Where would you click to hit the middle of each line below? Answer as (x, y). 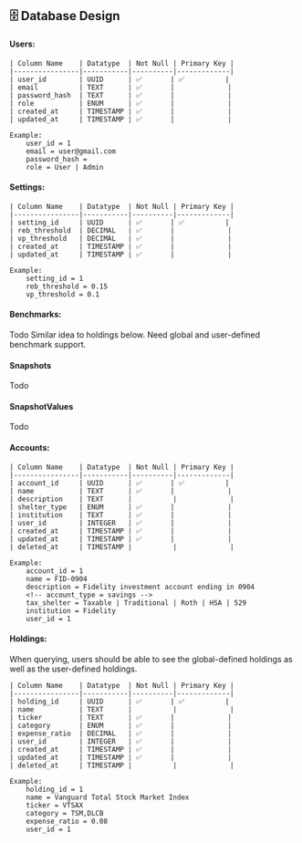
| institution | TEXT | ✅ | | (121, 515)
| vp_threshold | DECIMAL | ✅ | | (121, 238)
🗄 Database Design (65, 16)
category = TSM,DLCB (65, 813)
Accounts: (30, 448)
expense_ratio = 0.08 (67, 821)
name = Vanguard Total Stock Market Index (108, 797)
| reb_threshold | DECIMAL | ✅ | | (121, 230)
